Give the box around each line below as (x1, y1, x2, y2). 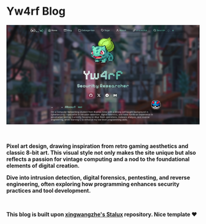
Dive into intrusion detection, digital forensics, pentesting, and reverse (6, 174, 191, 181)
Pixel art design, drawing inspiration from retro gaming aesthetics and (6, 142, 189, 150)
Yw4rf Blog (6, 4, 66, 18)
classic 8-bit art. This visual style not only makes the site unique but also (6, 149, 196, 156)
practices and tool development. (6, 187, 91, 194)
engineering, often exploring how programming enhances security (6, 180, 180, 188)
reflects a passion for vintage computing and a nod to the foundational (6, 155, 190, 163)
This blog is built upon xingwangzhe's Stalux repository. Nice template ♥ (6, 210, 197, 218)
